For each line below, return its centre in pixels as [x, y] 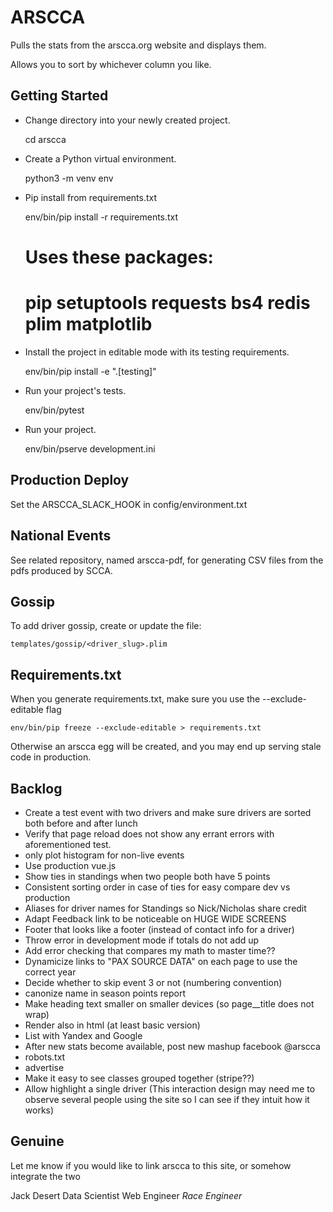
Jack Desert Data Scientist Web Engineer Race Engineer [126, 1195]
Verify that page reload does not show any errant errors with [149, 833]
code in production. [51, 757]
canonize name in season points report [105, 993]
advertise [44, 1067]
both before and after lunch [81, 823]
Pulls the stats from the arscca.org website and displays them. [138, 45]
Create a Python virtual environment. [100, 158]
